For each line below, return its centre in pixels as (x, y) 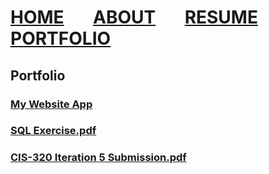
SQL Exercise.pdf (53, 131)
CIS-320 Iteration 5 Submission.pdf (98, 158)
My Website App (51, 104)
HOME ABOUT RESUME (134, 17)
